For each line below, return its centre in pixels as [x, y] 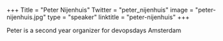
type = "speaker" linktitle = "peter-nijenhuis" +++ [118, 17]
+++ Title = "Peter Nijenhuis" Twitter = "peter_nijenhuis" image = [100, 10]
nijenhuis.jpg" [26, 17]
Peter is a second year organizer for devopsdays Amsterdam [94, 30]
